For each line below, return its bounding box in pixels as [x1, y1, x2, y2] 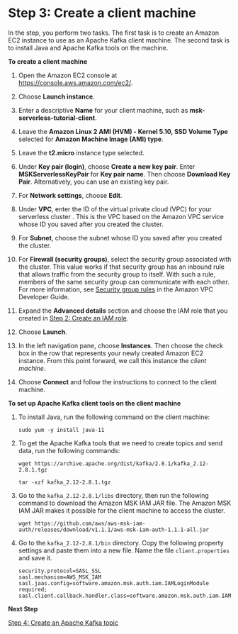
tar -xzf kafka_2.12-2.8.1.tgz [18, 479, 111, 486]
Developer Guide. [18, 292, 70, 301]
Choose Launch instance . [18, 92, 95, 101]
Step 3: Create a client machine [8, 5, 197, 21]
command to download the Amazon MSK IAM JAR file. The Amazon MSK [18, 499, 232, 507]
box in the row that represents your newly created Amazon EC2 [18, 349, 204, 357]
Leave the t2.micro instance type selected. [18, 148, 144, 157]
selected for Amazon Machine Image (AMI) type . [18, 135, 164, 143]
